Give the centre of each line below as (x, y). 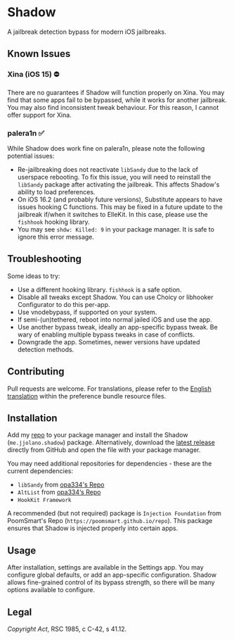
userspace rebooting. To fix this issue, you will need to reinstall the (114, 177)
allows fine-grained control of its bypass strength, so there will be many (111, 582)
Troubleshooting (45, 259)
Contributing (36, 371)
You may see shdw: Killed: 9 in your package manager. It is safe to (116, 229)
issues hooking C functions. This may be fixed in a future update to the (120, 207)
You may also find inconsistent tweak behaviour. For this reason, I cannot (113, 107)
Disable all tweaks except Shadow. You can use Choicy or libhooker (115, 297)
